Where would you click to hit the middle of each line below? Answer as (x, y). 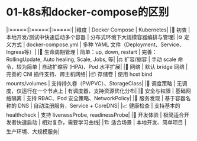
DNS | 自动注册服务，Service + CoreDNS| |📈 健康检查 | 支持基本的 (99, 105)
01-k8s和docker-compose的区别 (88, 12)
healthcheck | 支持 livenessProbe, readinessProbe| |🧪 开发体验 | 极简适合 (95, 115)
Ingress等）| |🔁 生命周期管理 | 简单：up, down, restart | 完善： (82, 52)
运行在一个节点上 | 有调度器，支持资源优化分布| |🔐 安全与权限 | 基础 (104, 91)
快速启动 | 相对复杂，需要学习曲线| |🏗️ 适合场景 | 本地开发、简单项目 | (101, 122)
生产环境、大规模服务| (33, 132)
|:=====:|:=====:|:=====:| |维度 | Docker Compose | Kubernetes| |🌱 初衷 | (98, 30)
